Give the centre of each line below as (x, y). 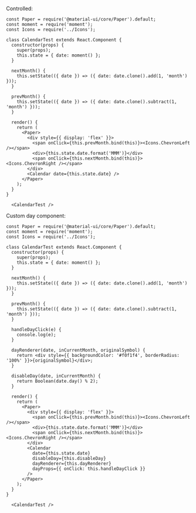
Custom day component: (36, 216)
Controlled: (20, 9)
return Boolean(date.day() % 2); (58, 381)
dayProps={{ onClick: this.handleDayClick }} (89, 469)
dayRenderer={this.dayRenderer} (72, 464)
